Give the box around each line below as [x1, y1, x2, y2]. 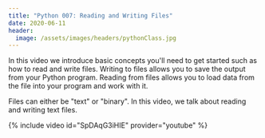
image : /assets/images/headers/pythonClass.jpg [15, 34, 177, 42]
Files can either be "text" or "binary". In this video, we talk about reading [8, 97, 247, 106]
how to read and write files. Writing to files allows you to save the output [8, 65, 246, 74]
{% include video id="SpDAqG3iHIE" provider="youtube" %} [8, 120, 208, 130]
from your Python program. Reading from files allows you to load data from [8, 73, 255, 82]
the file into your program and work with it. [8, 81, 148, 91]
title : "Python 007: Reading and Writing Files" [8, 11, 173, 20]
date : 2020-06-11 [8, 19, 66, 27]
